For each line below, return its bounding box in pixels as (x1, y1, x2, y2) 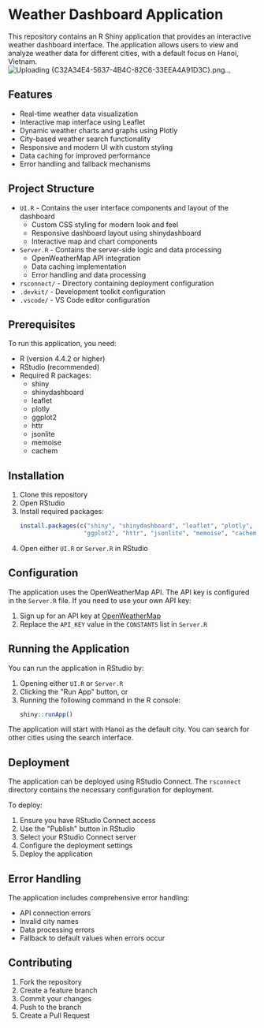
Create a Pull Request (19, 1011, 91, 1020)
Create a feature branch (19, 985, 98, 995)
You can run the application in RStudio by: (8, 663, 144, 672)
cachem (31, 446, 58, 456)
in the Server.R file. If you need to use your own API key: (8, 595, 191, 605)
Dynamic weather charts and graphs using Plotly (19, 125, 178, 135)
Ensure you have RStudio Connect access (19, 816, 156, 825)
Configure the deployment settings (19, 841, 133, 851)
